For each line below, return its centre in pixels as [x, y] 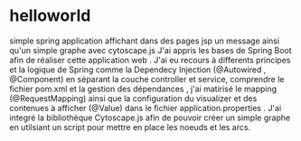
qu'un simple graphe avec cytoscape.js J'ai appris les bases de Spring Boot [150, 50]
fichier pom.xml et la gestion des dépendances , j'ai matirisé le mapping [143, 89]
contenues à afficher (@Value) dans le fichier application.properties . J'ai [146, 108]
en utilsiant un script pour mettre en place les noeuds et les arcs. [130, 127]
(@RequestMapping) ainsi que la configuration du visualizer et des [133, 98]
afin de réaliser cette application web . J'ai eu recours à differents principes [150, 60]
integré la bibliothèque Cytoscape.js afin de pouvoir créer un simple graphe [150, 117]
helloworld [50, 16]
